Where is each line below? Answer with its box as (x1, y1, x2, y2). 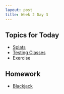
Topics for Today (5, 31, 59, 39)
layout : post (5, 7, 33, 13)
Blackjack (12, 83, 33, 89)
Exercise (12, 55, 31, 61)
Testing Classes (12, 50, 46, 56)
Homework (5, 69, 41, 78)
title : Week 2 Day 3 (5, 12, 49, 17)
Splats (12, 44, 26, 51)
